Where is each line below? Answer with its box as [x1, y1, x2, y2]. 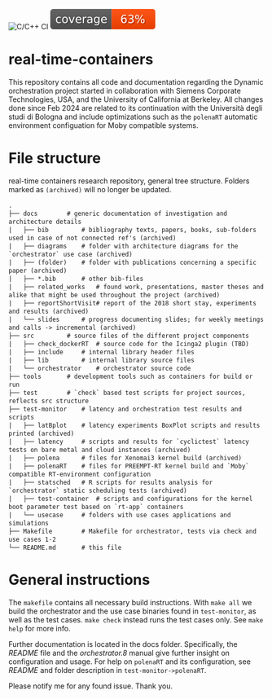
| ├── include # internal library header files [8, 348, 195, 356]
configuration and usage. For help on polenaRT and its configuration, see [8, 657, 251, 666]
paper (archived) [8, 266, 68, 275]
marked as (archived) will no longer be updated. [8, 184, 172, 194]
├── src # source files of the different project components [8, 332, 250, 340]
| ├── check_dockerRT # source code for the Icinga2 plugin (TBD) [8, 340, 250, 348]
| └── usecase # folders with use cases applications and [8, 511, 231, 519]
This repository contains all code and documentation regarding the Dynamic [8, 77, 264, 86]
